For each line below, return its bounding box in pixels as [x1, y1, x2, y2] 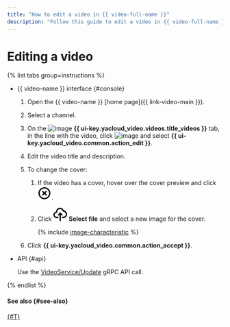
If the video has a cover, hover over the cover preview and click [37, 179, 217, 187]
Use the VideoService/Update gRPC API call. [16, 268, 144, 276]
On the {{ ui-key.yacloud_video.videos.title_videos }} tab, [27, 124, 220, 133]
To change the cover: [27, 165, 88, 174]
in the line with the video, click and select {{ [27, 132, 177, 140]
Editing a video [7, 49, 94, 64]
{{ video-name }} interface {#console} [16, 84, 125, 93]
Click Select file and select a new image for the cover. [37, 215, 206, 223]
